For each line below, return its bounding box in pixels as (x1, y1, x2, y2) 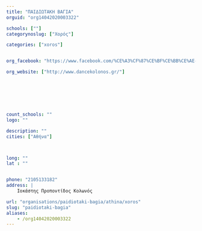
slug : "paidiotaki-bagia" (6, 204, 71, 210)
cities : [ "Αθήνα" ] (6, 133, 52, 139)
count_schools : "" (6, 112, 52, 118)
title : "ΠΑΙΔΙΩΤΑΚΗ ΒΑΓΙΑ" (6, 8, 74, 15)
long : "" (6, 155, 28, 161)
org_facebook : (6, 58, 42, 64)
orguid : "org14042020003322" (6, 14, 79, 21)
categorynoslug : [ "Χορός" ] (6, 31, 74, 37)
